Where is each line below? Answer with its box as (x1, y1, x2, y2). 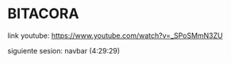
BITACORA (7, 5, 79, 23)
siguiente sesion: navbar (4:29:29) (7, 46, 121, 55)
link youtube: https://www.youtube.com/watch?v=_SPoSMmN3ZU (7, 31, 223, 40)
